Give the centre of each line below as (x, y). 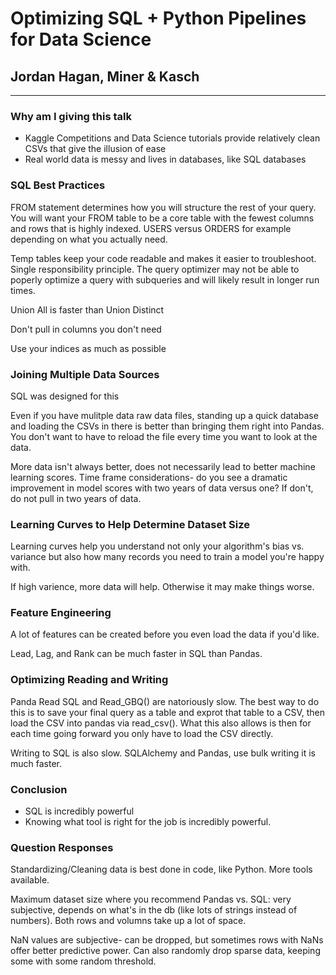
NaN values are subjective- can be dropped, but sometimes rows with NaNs (167, 940)
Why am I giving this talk (71, 116)
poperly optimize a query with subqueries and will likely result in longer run (165, 279)
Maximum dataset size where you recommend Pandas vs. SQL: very (151, 899)
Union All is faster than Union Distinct (87, 309)
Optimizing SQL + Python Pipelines (158, 18)
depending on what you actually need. (89, 239)
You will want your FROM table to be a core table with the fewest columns (162, 218)
